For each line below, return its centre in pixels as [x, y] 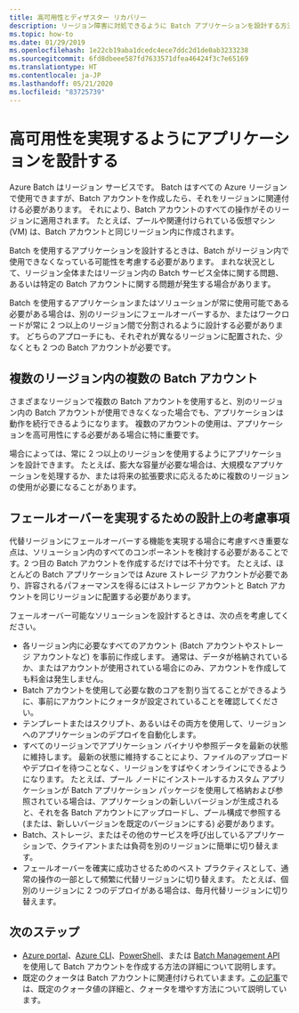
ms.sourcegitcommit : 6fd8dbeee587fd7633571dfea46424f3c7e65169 [129, 59]
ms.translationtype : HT [53, 68]
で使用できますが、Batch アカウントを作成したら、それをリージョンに [138, 199]
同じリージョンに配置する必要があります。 [117, 596]
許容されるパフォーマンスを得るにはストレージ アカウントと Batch [146, 586]
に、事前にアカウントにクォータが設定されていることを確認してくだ [146, 701]
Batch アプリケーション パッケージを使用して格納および [173, 790]
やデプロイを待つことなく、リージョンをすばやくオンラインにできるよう [154, 768]
